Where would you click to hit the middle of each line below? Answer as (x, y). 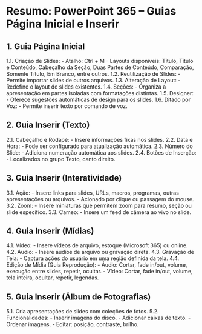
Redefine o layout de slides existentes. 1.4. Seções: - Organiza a (86, 87)
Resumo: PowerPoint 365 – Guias (91, 11)
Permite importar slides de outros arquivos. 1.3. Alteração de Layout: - (93, 80)
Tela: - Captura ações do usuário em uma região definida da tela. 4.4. (93, 258)
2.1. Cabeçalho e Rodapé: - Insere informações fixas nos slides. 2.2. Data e (100, 139)
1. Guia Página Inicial (46, 46)
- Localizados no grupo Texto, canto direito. (61, 159)
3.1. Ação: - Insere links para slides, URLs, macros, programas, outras (93, 193)
